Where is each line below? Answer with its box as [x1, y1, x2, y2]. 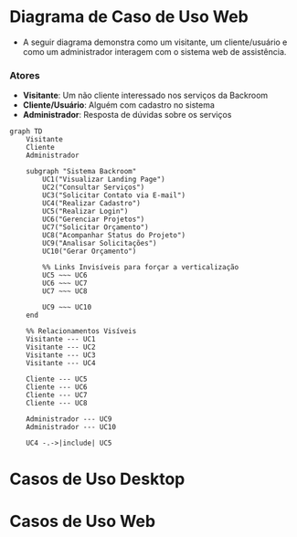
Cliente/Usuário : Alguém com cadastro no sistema [22, 100, 215, 111]
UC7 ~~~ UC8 [42, 287, 89, 296]
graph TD [9, 127, 43, 136]
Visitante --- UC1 [26, 335, 96, 344]
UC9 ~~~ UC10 [42, 303, 92, 312]
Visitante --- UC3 [26, 351, 96, 360]
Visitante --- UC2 [26, 342, 96, 353]
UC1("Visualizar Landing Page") [42, 175, 166, 184]
